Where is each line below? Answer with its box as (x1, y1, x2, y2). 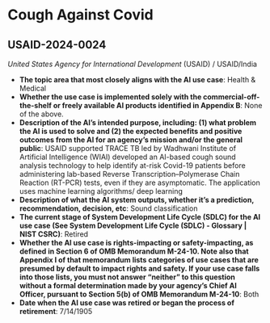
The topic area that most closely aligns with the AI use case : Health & (19, 75, 256, 84)
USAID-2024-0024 (7, 38, 107, 52)
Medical (19, 83, 46, 93)
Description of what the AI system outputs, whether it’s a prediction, (19, 195, 255, 204)
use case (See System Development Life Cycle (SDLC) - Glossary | (19, 220, 247, 230)
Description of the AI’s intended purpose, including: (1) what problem (19, 118, 256, 127)
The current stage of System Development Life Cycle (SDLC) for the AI (19, 212, 261, 221)
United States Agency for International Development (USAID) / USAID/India (7, 59, 258, 69)
